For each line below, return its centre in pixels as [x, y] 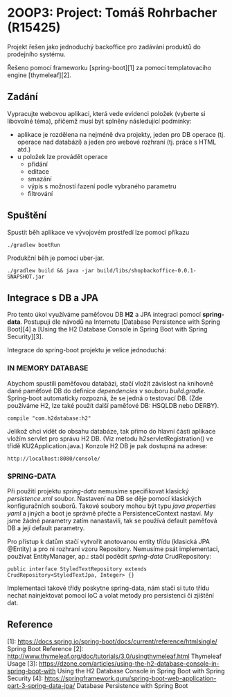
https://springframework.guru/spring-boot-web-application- [131, 678]
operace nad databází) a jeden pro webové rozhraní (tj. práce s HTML [117, 142]
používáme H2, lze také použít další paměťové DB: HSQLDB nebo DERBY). [113, 405]
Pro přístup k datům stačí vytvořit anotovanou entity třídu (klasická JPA [108, 541]
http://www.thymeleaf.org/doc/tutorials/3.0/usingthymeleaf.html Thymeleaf [114, 656]
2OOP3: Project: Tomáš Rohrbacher [112, 13]
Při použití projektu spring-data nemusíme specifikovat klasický [98, 491]
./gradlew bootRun [34, 245]
